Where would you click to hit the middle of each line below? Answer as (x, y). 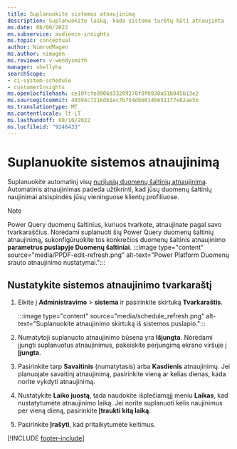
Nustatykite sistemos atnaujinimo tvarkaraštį (110, 285)
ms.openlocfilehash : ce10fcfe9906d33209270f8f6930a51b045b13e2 (103, 94)
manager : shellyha (35, 67)
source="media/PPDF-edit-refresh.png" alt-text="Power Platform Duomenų (118, 255)
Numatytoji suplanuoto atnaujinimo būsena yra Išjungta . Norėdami (115, 338)
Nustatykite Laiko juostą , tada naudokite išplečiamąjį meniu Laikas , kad (123, 395)
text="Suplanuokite (46, 324)
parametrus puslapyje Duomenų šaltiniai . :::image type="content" (106, 248)
